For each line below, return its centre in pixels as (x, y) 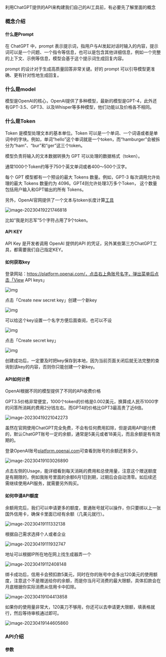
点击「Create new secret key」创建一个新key (51, 300)
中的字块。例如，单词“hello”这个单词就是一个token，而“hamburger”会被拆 (85, 139)
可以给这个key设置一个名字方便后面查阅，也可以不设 (59, 320)
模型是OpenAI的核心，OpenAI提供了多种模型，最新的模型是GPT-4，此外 (79, 101)
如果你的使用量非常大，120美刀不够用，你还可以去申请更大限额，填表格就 (80, 607)
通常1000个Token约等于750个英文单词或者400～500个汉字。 (67, 166)
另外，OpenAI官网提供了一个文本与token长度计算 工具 (60, 200)
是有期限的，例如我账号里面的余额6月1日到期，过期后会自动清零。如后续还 (81, 477)
